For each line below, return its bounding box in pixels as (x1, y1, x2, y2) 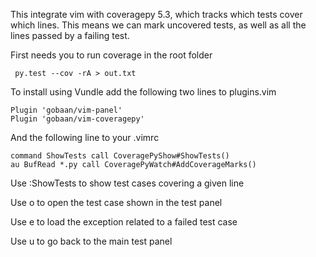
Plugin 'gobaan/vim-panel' (10, 105, 123, 115)
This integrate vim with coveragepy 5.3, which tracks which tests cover (10, 9, 303, 20)
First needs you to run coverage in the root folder (10, 49, 213, 61)
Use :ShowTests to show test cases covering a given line (10, 177, 245, 189)
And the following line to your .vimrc (10, 132, 160, 143)
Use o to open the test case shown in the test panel (10, 197, 223, 208)
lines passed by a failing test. (10, 30, 130, 41)
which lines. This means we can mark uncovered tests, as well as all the (10, 19, 307, 31)
